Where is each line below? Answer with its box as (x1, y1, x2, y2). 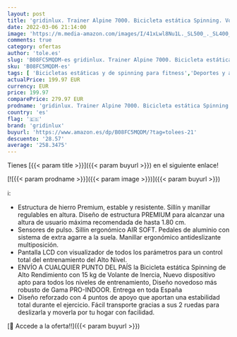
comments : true (7, 37, 52, 44)
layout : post (7, 10, 46, 18)
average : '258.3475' (7, 142, 68, 149)
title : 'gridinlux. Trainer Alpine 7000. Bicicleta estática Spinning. (7, 17, 222, 24)
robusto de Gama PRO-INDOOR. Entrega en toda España (17, 285, 183, 294)
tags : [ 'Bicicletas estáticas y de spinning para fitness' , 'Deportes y (7, 69, 226, 76)
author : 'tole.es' (7, 50, 61, 57)
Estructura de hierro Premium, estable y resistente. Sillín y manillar (17, 203, 211, 212)
